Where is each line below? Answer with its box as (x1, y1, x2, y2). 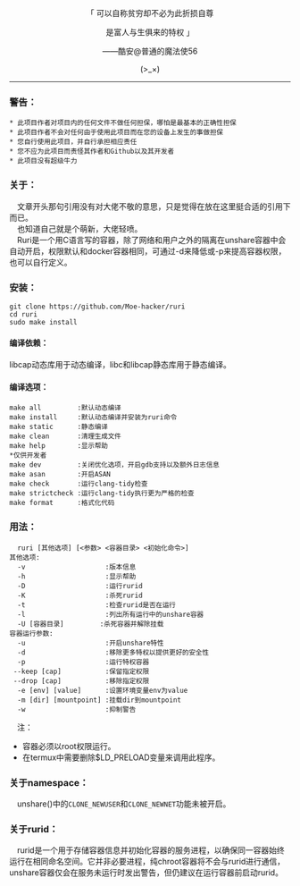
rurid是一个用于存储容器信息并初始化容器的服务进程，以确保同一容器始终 (17, 845, 285, 856)
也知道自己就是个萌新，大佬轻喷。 (17, 223, 143, 234)
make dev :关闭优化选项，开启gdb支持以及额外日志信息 (9, 460, 221, 469)
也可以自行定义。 (9, 257, 72, 267)
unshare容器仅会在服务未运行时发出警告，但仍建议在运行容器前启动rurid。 (9, 867, 284, 878)
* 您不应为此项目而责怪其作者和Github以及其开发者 (9, 147, 175, 156)
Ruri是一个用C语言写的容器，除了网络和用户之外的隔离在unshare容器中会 (17, 234, 287, 245)
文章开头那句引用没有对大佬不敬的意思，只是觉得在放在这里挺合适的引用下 (17, 200, 291, 212)
